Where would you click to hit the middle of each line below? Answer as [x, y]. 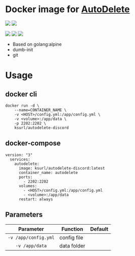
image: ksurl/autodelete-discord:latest [62, 168]
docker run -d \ [22, 105]
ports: [26, 177]
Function [72, 229]
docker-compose [33, 143]
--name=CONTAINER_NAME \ [40, 110]
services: [20, 159]
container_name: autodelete [48, 173]
